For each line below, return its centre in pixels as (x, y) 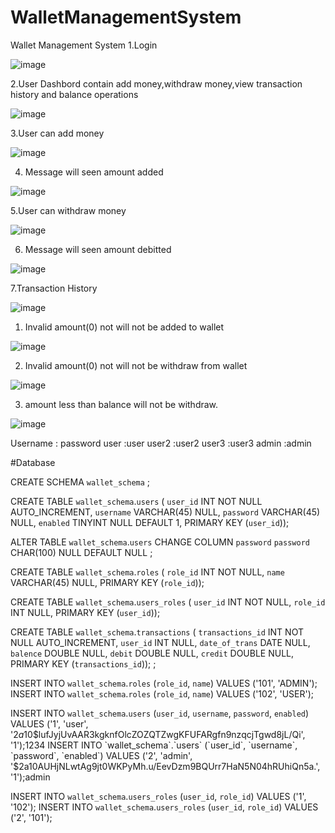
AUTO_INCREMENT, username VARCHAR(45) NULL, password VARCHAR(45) (165, 512)
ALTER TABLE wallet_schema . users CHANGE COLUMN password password (160, 542)
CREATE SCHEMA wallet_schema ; (80, 482)
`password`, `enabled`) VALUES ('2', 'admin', (101, 755)
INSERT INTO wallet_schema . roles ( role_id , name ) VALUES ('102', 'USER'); (162, 693)
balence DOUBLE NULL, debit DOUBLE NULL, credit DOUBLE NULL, (152, 653)
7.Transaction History (54, 288)
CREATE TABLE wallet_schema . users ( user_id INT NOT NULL (136, 501)
